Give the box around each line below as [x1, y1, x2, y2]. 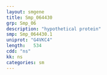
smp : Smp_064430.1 [6, 31, 53, 37]
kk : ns [6, 54, 23, 60]
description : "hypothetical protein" [6, 25, 102, 32]
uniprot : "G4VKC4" [6, 37, 53, 43]
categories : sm [6, 59, 45, 65]
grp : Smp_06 [6, 20, 36, 26]
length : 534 [6, 43, 42, 49]
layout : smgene [6, 8, 45, 15]
